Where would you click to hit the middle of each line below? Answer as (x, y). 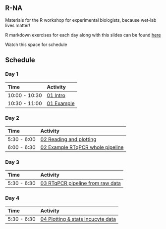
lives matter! (18, 25)
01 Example (61, 103)
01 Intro (56, 95)
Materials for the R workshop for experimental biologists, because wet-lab (81, 20)
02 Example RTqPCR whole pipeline (82, 147)
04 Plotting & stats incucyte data (78, 219)
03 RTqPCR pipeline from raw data (81, 183)
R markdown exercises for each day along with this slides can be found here (83, 35)
